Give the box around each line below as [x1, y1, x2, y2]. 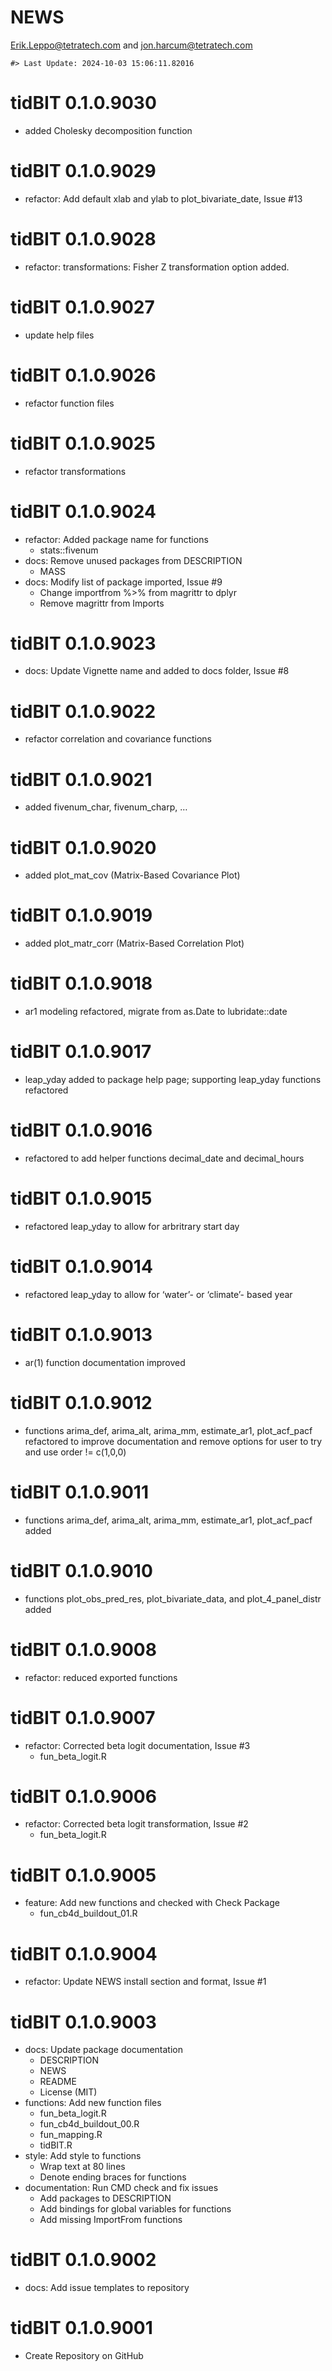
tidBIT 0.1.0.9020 [10, 836, 157, 859]
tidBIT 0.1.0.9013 [10, 1324, 153, 1346]
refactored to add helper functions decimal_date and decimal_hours [24, 1152, 305, 1164]
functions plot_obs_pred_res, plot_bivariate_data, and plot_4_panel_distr [24, 1592, 322, 1605]
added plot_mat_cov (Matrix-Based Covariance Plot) [24, 869, 241, 881]
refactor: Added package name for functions [24, 533, 209, 545]
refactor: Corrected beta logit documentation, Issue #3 [24, 1739, 251, 1751]
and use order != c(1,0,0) [24, 1446, 127, 1458]
